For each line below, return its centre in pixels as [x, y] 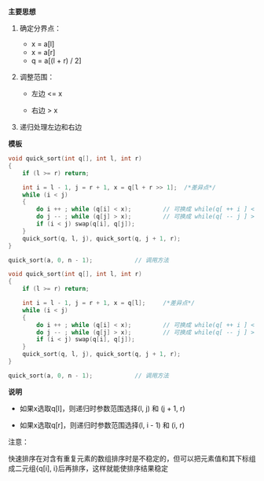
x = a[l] [43, 44]
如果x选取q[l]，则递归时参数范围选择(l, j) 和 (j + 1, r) [103, 408]
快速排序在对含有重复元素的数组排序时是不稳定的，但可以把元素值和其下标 [128, 458]
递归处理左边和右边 [51, 127]
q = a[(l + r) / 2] [56, 61]
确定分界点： [40, 28]
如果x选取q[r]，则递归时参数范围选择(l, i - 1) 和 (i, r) [102, 425]
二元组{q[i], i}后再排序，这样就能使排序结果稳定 [92, 468]
